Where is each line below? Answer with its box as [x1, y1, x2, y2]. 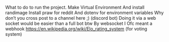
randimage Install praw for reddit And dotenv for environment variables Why [5, 10, 164, 16]
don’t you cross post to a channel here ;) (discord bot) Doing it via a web [5, 15, 156, 21]
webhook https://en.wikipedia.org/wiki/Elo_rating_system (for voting [5, 26, 148, 32]
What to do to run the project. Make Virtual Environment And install [5, 5, 145, 10]
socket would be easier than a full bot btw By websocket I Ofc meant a [5, 20, 153, 26]
